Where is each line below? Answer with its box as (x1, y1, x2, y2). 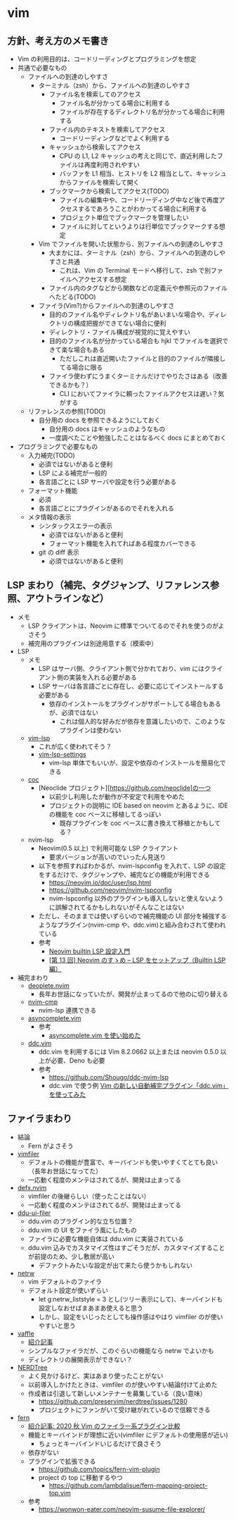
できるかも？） (48, 381, 93, 389)
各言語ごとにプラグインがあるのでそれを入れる (38, 504, 174, 512)
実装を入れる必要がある (69, 673, 137, 681)
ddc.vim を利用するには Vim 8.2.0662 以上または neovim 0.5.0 (38, 1047, 219, 1056)
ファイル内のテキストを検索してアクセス (48, 125, 166, 133)
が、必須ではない (48, 708, 98, 717)
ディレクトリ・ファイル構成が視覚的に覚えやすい (48, 328, 191, 336)
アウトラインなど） (25, 593, 109, 605)
